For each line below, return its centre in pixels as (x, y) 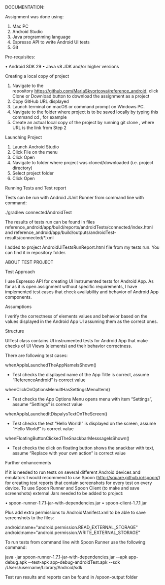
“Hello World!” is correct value (43, 429)
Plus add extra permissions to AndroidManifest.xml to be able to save (76, 512)
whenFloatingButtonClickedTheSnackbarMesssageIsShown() (67, 438)
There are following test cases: (36, 355)
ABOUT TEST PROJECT (29, 262)
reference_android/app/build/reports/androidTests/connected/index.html (79, 227)
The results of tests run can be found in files (50, 222)
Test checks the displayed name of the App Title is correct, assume (81, 375)
